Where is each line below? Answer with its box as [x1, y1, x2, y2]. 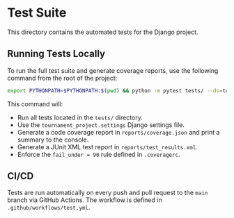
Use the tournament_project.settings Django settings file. [17, 120, 185, 129]
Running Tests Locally [7, 48, 106, 60]
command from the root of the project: [7, 74, 118, 82]
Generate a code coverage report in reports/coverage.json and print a [17, 128, 220, 136]
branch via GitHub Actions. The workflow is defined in [7, 196, 162, 204]
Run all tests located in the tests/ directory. [17, 113, 143, 121]
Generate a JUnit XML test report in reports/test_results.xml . [17, 142, 198, 151]
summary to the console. [17, 135, 89, 144]
